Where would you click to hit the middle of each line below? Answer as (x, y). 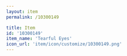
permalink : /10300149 (33, 17)
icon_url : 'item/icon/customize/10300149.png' (64, 44)
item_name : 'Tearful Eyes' (39, 39)
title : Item (21, 28)
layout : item (22, 11)
